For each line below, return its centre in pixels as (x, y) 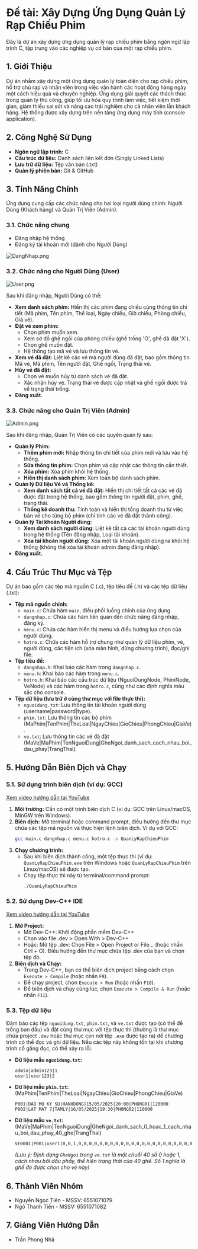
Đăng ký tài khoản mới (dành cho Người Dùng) (71, 244)
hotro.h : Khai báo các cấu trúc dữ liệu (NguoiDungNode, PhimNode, (107, 680)
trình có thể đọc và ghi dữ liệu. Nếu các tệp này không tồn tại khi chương (95, 1042)
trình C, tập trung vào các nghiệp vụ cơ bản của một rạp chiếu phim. (89, 48)
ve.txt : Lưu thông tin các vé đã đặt (66, 737)
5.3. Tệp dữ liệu (29, 1010)
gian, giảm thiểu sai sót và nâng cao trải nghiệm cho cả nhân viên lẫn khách (98, 106)
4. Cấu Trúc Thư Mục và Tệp (59, 572)
